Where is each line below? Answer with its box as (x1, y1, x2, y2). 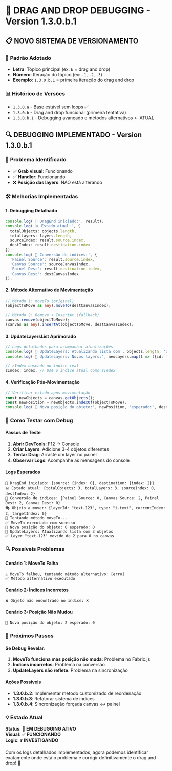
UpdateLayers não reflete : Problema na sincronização (12, 667, 128, 673)
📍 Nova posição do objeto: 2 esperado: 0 (5, 620, 95, 626)
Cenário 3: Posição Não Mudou (5, 609, 73, 615)
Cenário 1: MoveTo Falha (5, 560, 58, 567)
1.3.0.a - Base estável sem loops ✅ (12, 103, 89, 110)
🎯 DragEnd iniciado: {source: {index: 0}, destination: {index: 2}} (5, 480, 155, 486)
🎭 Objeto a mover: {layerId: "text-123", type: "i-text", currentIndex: (5, 505, 166, 510)
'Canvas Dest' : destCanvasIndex (10, 271, 79, 276)
